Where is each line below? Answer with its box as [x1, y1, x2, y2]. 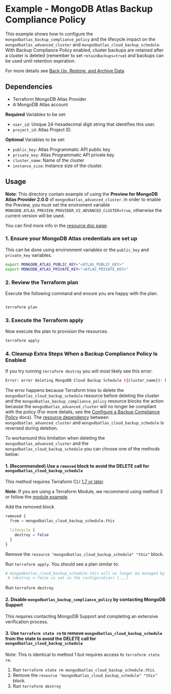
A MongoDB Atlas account [12, 101, 68, 108]
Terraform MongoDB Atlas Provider [12, 96, 87, 102]
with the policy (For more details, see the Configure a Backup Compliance [5, 409, 160, 415]
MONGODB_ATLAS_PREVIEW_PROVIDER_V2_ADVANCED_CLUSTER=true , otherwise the [5, 207, 162, 213]
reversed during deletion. [5, 425, 59, 431]
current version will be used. [5, 212, 65, 219]
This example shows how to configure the [5, 31, 93, 37]
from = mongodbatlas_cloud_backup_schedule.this [10, 518, 115, 524]
